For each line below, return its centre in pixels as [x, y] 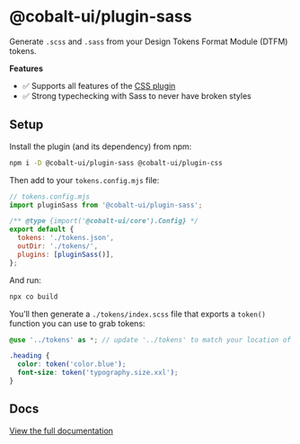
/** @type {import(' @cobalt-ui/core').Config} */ [104, 221]
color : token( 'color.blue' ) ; [72, 364]
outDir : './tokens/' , [58, 246]
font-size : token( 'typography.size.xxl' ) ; [98, 373]
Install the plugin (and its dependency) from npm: [101, 147]
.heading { [30, 356]
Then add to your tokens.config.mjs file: [84, 180]
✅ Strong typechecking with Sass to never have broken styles [137, 95]
